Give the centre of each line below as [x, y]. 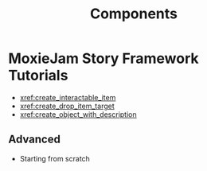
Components [134, 14]
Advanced [35, 140]
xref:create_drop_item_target [67, 106]
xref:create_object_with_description [78, 114]
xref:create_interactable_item [68, 97]
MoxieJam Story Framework [103, 58]
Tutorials [38, 76]
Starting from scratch [55, 158]
